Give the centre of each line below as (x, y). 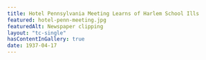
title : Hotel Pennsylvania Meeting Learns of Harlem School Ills (103, 13)
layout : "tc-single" (37, 33)
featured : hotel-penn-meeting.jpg (57, 20)
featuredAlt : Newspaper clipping (55, 26)
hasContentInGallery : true (46, 39)
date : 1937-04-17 (32, 46)
